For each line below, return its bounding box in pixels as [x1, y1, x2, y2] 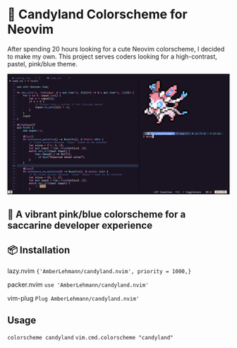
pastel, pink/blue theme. [7, 59, 78, 68]
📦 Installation [7, 244, 71, 256]
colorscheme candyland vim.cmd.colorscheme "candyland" [7, 335, 174, 342]
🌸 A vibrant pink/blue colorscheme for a [7, 208, 186, 220]
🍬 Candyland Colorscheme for [7, 6, 188, 23]
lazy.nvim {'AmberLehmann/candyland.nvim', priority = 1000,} [7, 266, 192, 275]
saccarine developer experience [7, 219, 153, 232]
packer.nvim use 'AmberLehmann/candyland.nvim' [7, 280, 150, 289]
